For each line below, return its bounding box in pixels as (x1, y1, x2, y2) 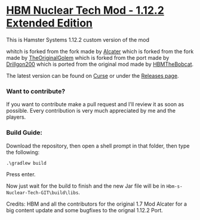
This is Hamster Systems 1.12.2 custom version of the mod (6, 36, 149, 43)
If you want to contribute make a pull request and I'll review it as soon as (6, 101, 184, 108)
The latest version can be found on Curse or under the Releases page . (6, 72, 179, 79)
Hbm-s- (166, 183, 183, 189)
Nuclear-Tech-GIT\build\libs (6, 189, 79, 195)
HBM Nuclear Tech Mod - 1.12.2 (6, 4, 164, 17)
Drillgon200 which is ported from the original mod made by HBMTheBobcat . (6, 61, 194, 68)
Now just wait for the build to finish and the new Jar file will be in (6, 182, 165, 189)
